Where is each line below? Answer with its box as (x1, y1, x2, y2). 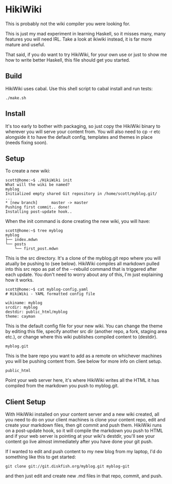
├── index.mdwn (5, 237, 38, 243)
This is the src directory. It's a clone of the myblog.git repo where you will (5, 255, 161, 262)
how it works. (5, 277, 34, 283)
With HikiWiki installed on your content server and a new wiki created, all (5, 411, 160, 417)
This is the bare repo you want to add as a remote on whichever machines (5, 353, 162, 359)
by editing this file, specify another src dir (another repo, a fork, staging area (5, 328, 167, 334)
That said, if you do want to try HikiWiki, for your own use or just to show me (5, 51, 167, 58)
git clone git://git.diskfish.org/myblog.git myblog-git (5, 464, 130, 469)
